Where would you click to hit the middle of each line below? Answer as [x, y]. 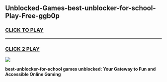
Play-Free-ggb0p [32, 16]
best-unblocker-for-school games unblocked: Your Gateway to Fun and [81, 69]
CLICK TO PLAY [24, 30]
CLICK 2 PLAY [22, 49]
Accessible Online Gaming [33, 74]
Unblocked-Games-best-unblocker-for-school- [81, 8]
